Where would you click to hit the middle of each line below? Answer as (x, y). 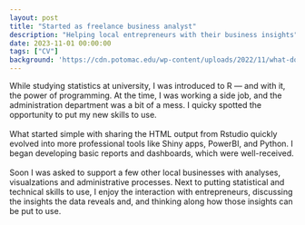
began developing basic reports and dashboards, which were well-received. (152, 153)
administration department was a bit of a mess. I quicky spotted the (135, 105)
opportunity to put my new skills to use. (83, 115)
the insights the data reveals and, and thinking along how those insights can (151, 201)
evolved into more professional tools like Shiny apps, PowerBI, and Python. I (151, 143)
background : (32, 60)
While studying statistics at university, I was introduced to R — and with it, (148, 86)
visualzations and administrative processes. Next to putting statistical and (147, 182)
